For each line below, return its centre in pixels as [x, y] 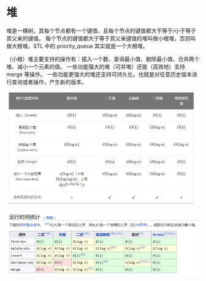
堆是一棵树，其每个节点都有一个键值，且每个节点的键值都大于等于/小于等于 [101, 31]
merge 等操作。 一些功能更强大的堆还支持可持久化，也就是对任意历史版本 [99, 74]
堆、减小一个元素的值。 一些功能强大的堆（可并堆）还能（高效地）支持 [96, 66]
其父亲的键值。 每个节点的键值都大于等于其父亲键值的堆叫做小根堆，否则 [98, 38]
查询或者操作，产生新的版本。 [49, 82]
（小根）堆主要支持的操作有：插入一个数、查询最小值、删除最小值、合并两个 [103, 59]
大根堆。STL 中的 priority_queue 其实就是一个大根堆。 [80, 46]
